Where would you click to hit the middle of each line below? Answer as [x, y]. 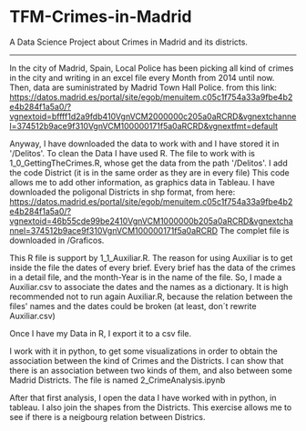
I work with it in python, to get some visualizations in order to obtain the [143, 351]
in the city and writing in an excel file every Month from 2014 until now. [142, 77]
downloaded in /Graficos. [57, 240]
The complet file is [255, 230]
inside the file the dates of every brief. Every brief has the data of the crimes [153, 267]
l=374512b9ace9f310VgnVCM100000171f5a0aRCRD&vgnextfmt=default [144, 125]
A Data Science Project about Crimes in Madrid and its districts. [129, 42]
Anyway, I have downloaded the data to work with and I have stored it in [144, 144]
